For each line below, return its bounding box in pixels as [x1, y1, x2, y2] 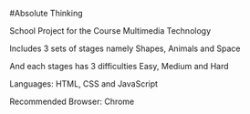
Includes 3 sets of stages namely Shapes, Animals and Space [9, 43, 241, 54]
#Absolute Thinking [9, 8, 84, 18]
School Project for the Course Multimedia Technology [9, 26, 212, 36]
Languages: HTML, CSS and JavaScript [9, 78, 158, 89]
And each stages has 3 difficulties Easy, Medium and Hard [9, 61, 230, 71]
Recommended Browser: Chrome [9, 96, 135, 107]
